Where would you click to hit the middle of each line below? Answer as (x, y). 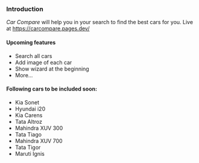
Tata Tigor (28, 147)
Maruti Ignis (30, 153)
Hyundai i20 (30, 109)
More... (24, 75)
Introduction (25, 9)
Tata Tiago (28, 134)
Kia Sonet (27, 102)
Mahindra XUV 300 (39, 128)
